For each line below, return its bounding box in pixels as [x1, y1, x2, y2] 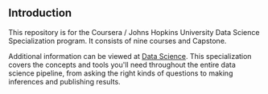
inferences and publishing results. [8, 76, 121, 86]
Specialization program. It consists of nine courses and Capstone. [8, 36, 227, 45]
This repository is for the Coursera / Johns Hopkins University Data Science [8, 27, 260, 37]
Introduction [8, 6, 72, 20]
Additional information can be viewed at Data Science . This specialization [8, 51, 252, 61]
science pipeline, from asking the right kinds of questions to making [8, 68, 233, 78]
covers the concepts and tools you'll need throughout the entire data [8, 60, 236, 69]
